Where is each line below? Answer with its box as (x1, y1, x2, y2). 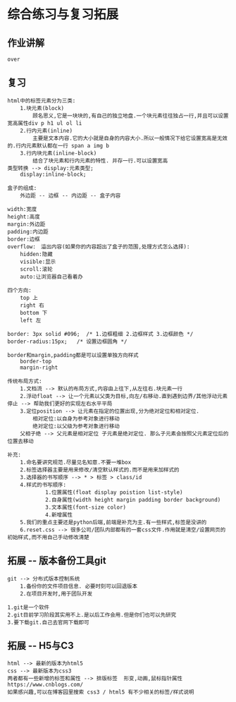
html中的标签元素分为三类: (7, 97, 76, 104)
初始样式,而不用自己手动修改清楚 (7, 533, 89, 540)
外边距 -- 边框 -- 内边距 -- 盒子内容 (20, 192, 121, 199)
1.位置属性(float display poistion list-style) (44, 488, 183, 496)
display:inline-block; (20, 171, 87, 178)
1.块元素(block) (20, 104, 65, 111)
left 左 (20, 317, 42, 324)
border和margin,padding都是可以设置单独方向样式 (7, 351, 139, 358)
